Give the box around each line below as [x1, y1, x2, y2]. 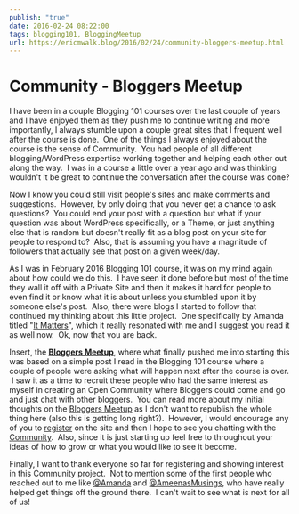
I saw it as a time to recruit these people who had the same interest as [11, 375, 269, 386]
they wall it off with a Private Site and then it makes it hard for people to [9, 282, 271, 293]
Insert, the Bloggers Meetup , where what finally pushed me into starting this [9, 347, 290, 357]
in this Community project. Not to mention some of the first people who [9, 469, 273, 479]
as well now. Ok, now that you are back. [9, 330, 158, 340]
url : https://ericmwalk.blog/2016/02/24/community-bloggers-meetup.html [9, 37, 285, 47]
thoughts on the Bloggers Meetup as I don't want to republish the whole [9, 404, 273, 414]
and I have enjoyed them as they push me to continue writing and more [9, 115, 270, 126]
